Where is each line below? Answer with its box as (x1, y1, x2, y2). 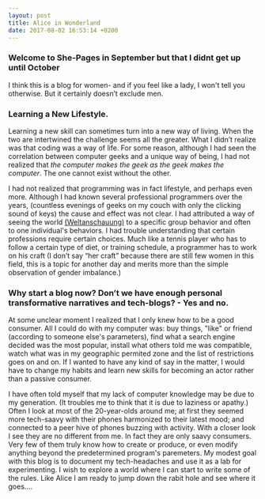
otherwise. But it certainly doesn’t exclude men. (8, 89, 164, 98)
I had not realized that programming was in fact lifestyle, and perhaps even (8, 183, 253, 193)
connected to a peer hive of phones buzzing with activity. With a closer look (8, 423, 256, 433)
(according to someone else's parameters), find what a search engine (8, 332, 236, 342)
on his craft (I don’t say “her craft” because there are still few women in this (8, 251, 255, 260)
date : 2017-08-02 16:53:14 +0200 (8, 26, 119, 34)
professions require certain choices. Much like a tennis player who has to (8, 234, 247, 244)
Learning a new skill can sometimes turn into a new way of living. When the (8, 126, 254, 135)
